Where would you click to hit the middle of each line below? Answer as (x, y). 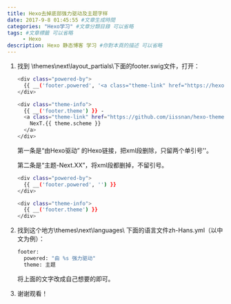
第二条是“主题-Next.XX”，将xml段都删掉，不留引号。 (92, 165)
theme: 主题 (40, 265)
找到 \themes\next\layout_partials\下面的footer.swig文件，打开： (108, 66)
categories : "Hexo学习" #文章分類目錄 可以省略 (71, 26)
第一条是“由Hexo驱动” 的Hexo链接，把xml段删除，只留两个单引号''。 (114, 150)
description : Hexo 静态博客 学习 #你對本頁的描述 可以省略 (85, 45)
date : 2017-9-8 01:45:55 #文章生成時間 (61, 20)
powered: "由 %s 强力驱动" (60, 259)
